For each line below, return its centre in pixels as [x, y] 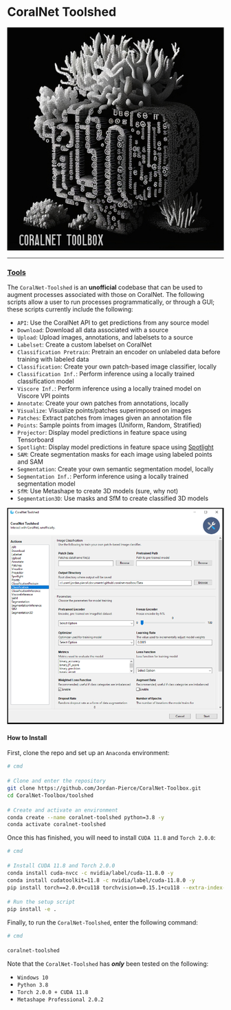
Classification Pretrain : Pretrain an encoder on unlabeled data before [119, 351]
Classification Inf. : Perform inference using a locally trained [106, 373]
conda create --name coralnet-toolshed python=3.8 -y [86, 817]
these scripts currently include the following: [70, 309]
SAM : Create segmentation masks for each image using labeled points [114, 454]
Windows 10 [33, 978]
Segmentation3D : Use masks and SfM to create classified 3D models [112, 498]
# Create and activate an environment [63, 810]
